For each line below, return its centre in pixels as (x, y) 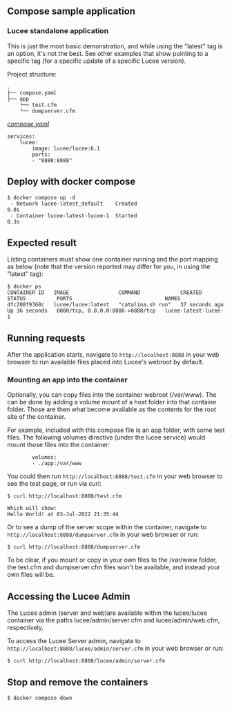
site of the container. (37, 417)
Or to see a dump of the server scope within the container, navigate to (107, 527)
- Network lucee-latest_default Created (74, 204)
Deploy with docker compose (71, 182)
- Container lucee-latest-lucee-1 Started (74, 216)
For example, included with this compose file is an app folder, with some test (116, 430)
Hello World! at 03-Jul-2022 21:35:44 (63, 514)
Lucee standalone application (58, 31)
